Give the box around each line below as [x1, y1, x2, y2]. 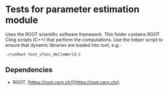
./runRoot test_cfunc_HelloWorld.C [5, 52, 81, 57]
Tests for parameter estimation [5, 4, 139, 15]
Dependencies [5, 66, 53, 74]
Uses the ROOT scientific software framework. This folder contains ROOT [5, 31, 160, 37]
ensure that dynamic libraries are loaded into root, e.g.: [5, 42, 121, 48]
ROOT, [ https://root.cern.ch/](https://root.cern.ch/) [12, 79, 120, 85]
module [5, 14, 38, 26]
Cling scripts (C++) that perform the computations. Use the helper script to [5, 37, 163, 43]
